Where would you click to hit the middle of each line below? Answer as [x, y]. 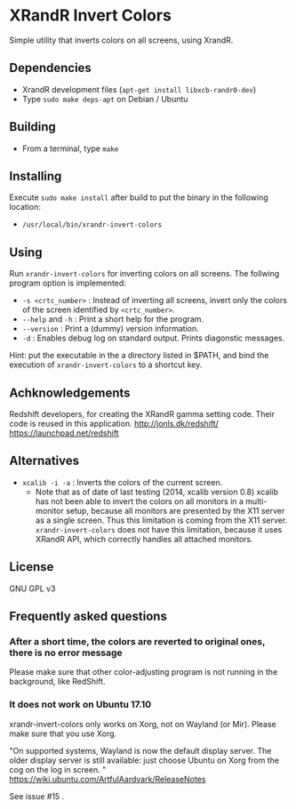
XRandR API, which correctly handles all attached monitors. [144, 539]
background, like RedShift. [57, 682]
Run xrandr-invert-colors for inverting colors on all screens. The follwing [144, 274]
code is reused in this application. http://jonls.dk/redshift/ [114, 424]
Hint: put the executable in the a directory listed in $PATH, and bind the [139, 356]
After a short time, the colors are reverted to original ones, [137, 641]
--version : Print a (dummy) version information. [111, 329]
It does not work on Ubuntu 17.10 [80, 705]
